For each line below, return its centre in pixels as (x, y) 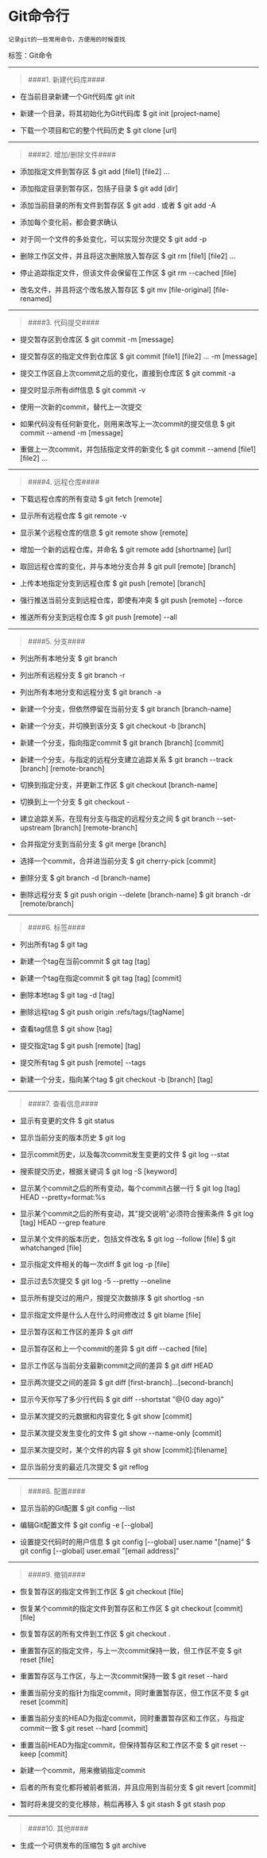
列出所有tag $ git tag (54, 944)
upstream (35, 827)
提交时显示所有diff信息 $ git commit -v (83, 389)
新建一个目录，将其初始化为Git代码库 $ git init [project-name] (120, 113)
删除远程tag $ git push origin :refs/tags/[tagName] (102, 1012)
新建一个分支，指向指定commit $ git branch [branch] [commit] (122, 742)
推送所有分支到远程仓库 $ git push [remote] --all (98, 617)
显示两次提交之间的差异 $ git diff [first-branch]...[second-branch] (127, 1382)
